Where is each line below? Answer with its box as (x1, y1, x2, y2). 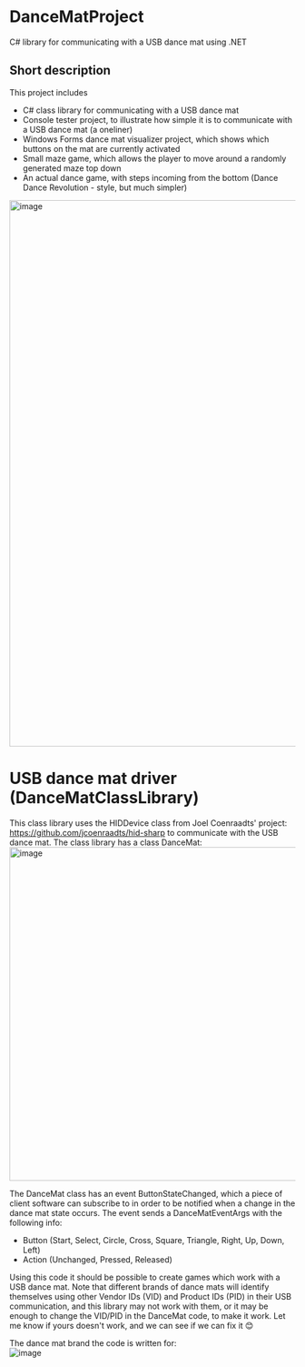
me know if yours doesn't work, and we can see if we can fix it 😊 (9, 1320, 254, 1331)
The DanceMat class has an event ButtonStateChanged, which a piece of (9, 1188, 283, 1199)
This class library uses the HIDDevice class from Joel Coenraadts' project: (9, 817, 288, 829)
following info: (9, 1217, 63, 1228)
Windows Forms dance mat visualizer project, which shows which (22, 134, 270, 145)
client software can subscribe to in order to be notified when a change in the (9, 1198, 296, 1209)
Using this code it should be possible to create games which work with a (9, 1272, 280, 1282)
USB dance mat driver (9, 768, 177, 789)
